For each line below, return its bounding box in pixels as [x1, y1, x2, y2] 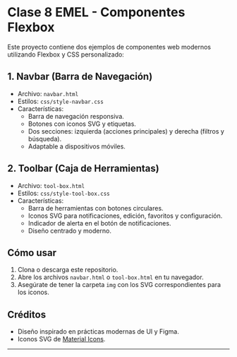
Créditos [7, 308, 47, 320]
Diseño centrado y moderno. [28, 226, 111, 235]
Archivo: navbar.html [17, 89, 79, 98]
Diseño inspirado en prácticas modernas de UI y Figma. [17, 327, 180, 336]
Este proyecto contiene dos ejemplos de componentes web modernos [7, 42, 212, 51]
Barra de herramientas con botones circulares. [28, 204, 164, 212]
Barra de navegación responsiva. [28, 112, 125, 120]
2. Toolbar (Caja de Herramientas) [7, 163, 160, 175]
